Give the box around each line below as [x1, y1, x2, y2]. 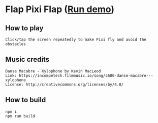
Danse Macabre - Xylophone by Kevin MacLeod [5, 68, 101, 74]
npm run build [5, 113, 36, 118]
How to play [5, 24, 44, 32]
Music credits [5, 55, 50, 64]
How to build [5, 96, 46, 104]
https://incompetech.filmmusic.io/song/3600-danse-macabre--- [18, 73, 153, 78]
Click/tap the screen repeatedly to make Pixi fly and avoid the [5, 37, 146, 42]
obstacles [5, 42, 26, 47]
